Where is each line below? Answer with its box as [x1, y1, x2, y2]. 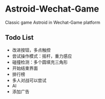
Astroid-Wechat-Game [5, 3, 99, 15]
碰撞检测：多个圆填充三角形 [12, 59, 68, 65]
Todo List [5, 33, 34, 42]
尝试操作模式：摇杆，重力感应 [12, 53, 72, 59]
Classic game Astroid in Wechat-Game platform [5, 19, 101, 25]
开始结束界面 [12, 65, 38, 71]
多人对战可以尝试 [12, 77, 47, 83]
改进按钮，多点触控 [12, 47, 51, 53]
